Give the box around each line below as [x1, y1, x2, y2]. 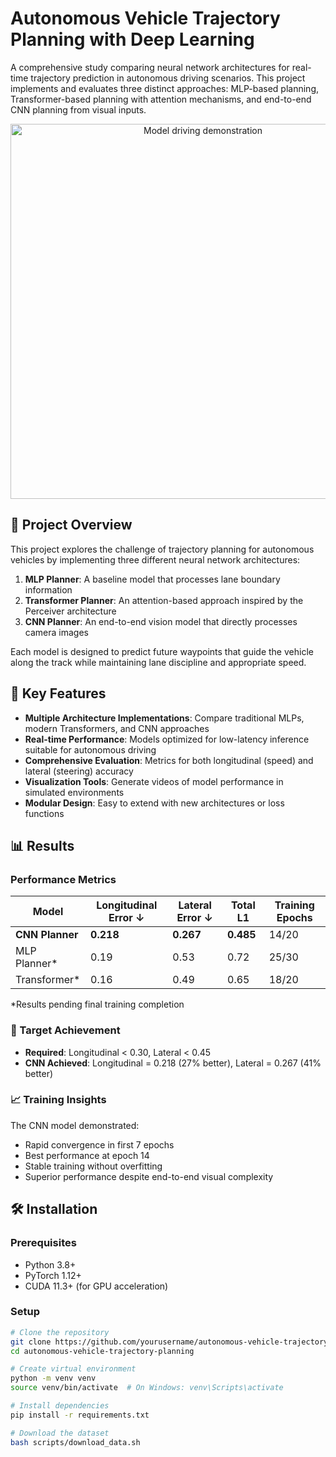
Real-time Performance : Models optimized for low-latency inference [24, 733, 310, 745]
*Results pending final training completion [10, 998, 185, 1011]
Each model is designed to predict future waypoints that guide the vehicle [10, 645, 314, 657]
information [24, 583, 73, 596]
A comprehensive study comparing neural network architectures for [10, 61, 290, 73]
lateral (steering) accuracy [24, 765, 134, 777]
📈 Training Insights [10, 1093, 107, 1107]
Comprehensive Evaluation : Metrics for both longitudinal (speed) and [24, 754, 314, 766]
